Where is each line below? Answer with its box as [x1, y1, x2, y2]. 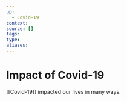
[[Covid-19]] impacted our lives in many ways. [6, 88, 121, 95]
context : [6, 20, 28, 26]
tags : [6, 31, 20, 37]
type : [6, 37, 20, 43]
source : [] [6, 25, 34, 32]
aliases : [6, 43, 28, 49]
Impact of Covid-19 [6, 69, 105, 82]
